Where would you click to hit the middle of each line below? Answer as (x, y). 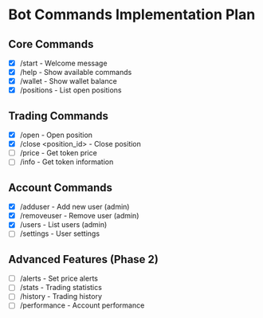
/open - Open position (56, 135)
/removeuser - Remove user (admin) (79, 216)
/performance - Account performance (82, 305)
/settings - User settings (60, 234)
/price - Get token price (58, 153)
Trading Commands (59, 116)
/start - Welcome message (63, 63)
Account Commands (61, 188)
